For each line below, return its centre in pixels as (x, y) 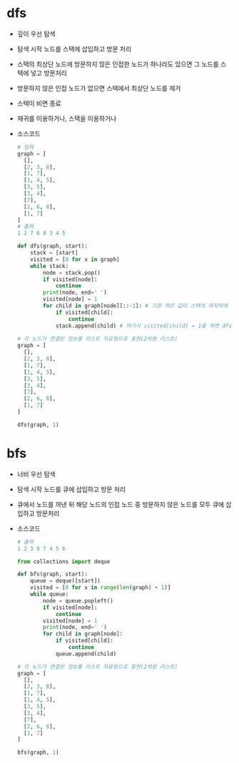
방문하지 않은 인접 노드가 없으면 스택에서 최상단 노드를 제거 (99, 88)
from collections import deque (63, 561)
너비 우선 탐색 (36, 474)
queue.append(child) (86, 654)
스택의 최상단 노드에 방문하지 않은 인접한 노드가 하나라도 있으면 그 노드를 (118, 64)
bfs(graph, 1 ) (38, 753)
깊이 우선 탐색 (36, 34)
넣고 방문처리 (49, 73)
